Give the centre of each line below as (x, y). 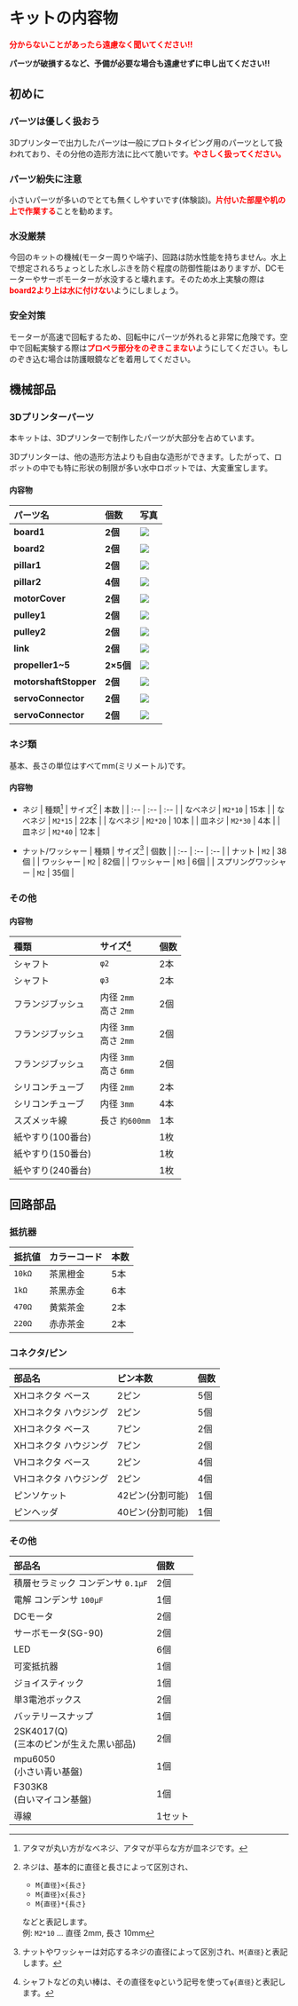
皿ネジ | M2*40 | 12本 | (61, 832)
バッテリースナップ (54, 1716)
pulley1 (30, 615)
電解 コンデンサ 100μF (59, 1599)
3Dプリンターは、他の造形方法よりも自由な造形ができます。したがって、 (142, 457)
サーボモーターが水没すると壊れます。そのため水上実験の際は (152, 280)
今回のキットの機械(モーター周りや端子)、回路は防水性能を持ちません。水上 (148, 257)
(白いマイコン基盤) (53, 1799)
